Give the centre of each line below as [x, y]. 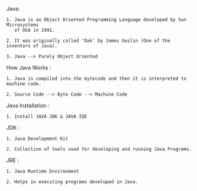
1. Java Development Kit [37, 139]
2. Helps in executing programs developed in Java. [72, 182]
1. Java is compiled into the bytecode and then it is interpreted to [96, 79]
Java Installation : [28, 105]
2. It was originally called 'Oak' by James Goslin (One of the [88, 41]
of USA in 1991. [35, 30]
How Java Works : [29, 68]
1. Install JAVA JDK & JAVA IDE [47, 117]
